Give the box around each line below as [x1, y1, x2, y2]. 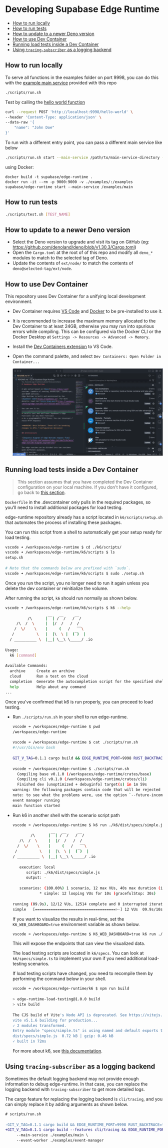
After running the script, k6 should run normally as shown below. [5, 595, 138, 601]
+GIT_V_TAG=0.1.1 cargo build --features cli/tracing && [5, 1127, 126, 1132]
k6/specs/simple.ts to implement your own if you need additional [12, 955, 147, 961]
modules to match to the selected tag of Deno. [12, 255, 108, 261]
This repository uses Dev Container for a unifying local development [5, 293, 146, 299]
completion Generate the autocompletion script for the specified [9, 679, 153, 684]
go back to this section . [17, 489, 66, 495]
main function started [12, 803, 60, 808]
